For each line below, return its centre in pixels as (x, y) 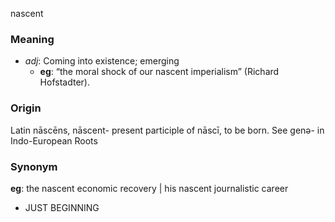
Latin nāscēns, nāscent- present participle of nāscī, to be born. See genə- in (167, 130)
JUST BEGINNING (62, 207)
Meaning (32, 39)
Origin (26, 108)
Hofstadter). (64, 82)
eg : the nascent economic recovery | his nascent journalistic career (149, 188)
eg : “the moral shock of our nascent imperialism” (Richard (159, 72)
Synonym (34, 166)
